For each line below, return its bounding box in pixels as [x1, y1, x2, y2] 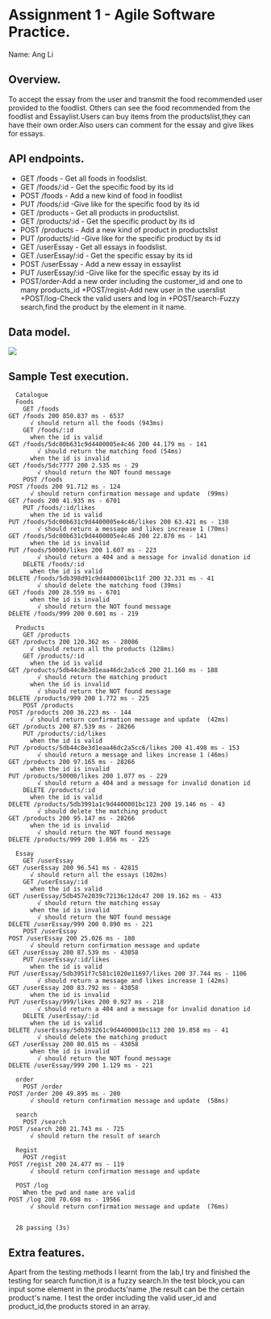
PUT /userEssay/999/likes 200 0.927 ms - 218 [8, 998, 164, 1006]
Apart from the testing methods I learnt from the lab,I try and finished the [8, 1267, 251, 1276]
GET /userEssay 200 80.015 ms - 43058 [8, 1041, 139, 1049]
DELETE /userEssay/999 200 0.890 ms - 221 [8, 920, 153, 929]
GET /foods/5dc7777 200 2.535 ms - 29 [8, 461, 139, 470]
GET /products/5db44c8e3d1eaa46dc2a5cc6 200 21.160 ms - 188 [8, 666, 219, 674]
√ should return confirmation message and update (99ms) [29, 490, 229, 498]
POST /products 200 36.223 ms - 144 [8, 708, 131, 717]
